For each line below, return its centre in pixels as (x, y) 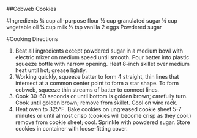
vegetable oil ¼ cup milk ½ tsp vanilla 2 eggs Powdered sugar (84, 27)
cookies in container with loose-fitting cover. (71, 129)
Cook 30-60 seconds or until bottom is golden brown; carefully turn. (101, 96)
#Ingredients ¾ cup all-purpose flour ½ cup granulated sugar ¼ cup (92, 20)
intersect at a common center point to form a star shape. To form (97, 83)
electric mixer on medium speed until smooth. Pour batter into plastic (102, 57)
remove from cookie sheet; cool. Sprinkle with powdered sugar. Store (103, 122)
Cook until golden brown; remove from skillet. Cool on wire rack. (96, 103)
